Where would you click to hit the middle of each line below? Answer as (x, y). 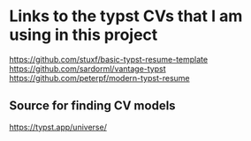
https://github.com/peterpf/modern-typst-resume (99, 78)
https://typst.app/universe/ (58, 127)
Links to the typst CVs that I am (126, 16)
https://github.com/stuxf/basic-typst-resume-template (109, 59)
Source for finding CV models (92, 106)
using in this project (84, 35)
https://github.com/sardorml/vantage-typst (87, 69)
